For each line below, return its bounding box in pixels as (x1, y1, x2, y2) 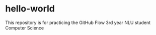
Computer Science (5, 24, 44, 30)
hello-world (5, 3, 55, 14)
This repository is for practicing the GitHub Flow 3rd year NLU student (5, 19, 151, 25)
